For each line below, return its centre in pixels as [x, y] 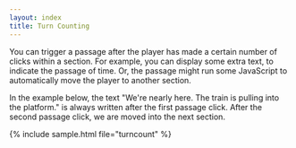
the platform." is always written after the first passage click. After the [135, 107]
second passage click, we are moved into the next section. [118, 117]
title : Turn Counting [50, 26]
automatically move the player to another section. [101, 80]
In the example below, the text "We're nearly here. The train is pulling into [144, 97]
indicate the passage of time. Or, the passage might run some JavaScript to [148, 70]
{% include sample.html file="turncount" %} [91, 134]
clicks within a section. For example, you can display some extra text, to [142, 61]
